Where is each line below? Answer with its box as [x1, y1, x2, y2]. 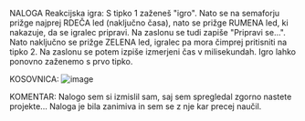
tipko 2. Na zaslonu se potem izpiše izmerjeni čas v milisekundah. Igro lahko [9, 46, 297, 57]
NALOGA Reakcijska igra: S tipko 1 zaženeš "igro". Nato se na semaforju [9, 8, 280, 18]
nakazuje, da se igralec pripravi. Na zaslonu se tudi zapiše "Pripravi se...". [9, 27, 286, 37]
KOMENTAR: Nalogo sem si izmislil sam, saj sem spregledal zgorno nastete [9, 91, 292, 102]
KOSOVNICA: [9, 74, 59, 85]
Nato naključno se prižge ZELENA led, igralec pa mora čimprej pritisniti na [9, 36, 288, 47]
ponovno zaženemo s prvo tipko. [9, 56, 133, 66]
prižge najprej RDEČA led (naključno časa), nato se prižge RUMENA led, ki [9, 17, 289, 28]
